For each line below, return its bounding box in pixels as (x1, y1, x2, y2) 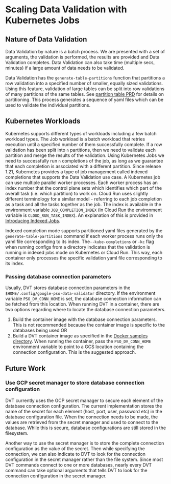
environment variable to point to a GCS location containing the (12, 344, 144, 350)
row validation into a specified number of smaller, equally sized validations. (5, 80, 163, 86)
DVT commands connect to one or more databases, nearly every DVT (5, 461, 152, 468)
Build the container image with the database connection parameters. (12, 316, 157, 322)
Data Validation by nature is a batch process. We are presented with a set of (5, 49, 165, 54)
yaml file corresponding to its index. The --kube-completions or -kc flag (5, 238, 154, 245)
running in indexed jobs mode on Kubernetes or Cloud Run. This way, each (5, 249, 163, 255)
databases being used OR (12, 327, 67, 334)
